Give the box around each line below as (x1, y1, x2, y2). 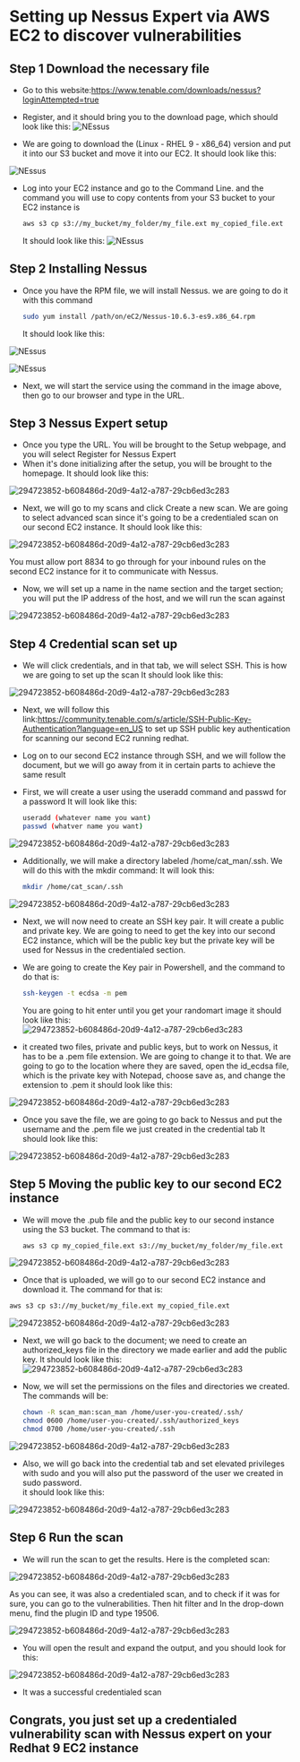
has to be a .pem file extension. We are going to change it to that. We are (21, 1050, 292, 1061)
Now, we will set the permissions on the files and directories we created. (21, 1381, 290, 1392)
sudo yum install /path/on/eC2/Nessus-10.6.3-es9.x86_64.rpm (21, 312, 256, 321)
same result (21, 769, 66, 781)
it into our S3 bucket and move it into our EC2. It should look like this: (21, 148, 278, 159)
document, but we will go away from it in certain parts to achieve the (21, 760, 276, 771)
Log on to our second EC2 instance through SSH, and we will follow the (21, 750, 287, 761)
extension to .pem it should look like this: (21, 1079, 173, 1090)
